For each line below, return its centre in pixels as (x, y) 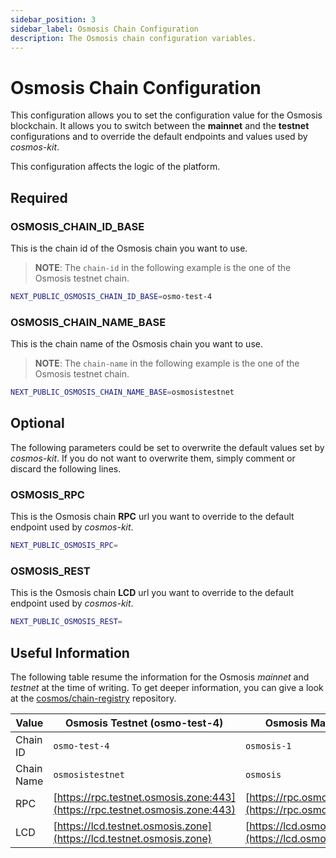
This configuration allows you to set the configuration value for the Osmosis (166, 115)
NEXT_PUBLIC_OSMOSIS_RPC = (64, 546)
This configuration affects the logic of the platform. (115, 167)
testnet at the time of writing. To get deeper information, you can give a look (167, 688)
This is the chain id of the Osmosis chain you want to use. (129, 248)
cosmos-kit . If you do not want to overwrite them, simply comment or (153, 458)
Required (39, 197)
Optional (37, 423)
